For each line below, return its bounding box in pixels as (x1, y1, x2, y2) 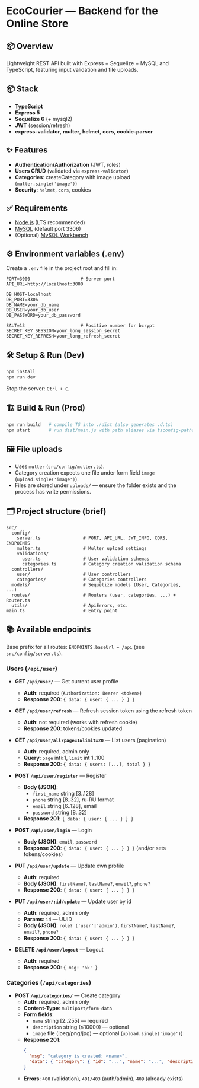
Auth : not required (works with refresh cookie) (23, 719, 137, 726)
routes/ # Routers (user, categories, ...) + (11, 592, 176, 598)
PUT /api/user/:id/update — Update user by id (14, 898, 131, 905)
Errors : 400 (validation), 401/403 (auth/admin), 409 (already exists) (23, 1075, 184, 1082)
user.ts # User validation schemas (21, 556, 150, 562)
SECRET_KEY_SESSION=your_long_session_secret (6, 328, 120, 334)
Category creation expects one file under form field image (14, 469, 155, 476)
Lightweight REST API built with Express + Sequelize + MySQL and (6, 60, 169, 66)
